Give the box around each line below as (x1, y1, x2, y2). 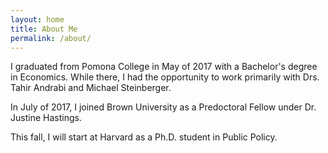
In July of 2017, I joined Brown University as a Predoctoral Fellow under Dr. (10, 101, 317, 113)
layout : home (10, 14, 65, 25)
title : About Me (10, 24, 78, 34)
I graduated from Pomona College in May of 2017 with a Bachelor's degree (10, 61, 318, 73)
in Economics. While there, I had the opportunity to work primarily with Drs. (10, 71, 320, 83)
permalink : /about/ (10, 33, 92, 43)
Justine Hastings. (10, 112, 82, 124)
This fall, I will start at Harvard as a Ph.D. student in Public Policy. (10, 131, 278, 143)
